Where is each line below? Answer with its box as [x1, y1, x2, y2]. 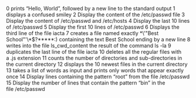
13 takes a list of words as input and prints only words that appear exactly [6, 67, 184, 73]
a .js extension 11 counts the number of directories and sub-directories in [6, 55, 183, 61]
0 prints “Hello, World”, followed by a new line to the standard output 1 [6, 5, 175, 12]
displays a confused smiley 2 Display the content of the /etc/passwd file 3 [6, 11, 185, 18]
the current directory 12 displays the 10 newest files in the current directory [6, 61, 188, 68]
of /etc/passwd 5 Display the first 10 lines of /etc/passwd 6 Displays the [6, 23, 180, 30]
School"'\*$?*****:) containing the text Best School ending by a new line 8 [6, 36, 191, 43]
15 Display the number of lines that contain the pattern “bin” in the [6, 79, 165, 86]
